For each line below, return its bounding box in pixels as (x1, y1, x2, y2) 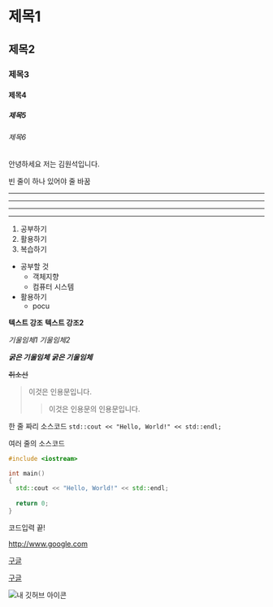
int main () (8, 469, 45, 477)
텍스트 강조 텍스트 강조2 (8, 317, 84, 327)
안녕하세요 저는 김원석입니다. (8, 159, 100, 169)
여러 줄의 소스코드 (8, 438, 65, 448)
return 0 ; (15, 500, 49, 508)
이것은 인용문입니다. (28, 386, 92, 396)
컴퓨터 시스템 (32, 282, 75, 291)
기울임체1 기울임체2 (8, 334, 71, 345)
